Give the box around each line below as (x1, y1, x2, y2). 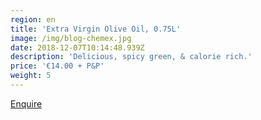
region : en (10, 14, 56, 25)
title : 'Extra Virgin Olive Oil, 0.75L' (10, 24, 182, 34)
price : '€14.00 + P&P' (10, 61, 105, 71)
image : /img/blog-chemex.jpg (10, 33, 132, 43)
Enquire (10, 97, 43, 110)
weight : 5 (10, 71, 52, 81)
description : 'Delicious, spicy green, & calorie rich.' (10, 52, 253, 62)
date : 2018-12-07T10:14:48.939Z (10, 42, 145, 53)
